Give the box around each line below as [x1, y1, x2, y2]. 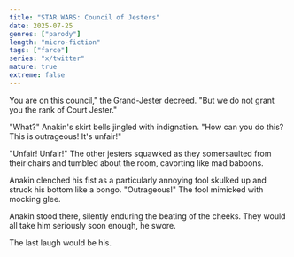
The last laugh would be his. [9, 237, 112, 248]
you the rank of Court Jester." [9, 104, 118, 115]
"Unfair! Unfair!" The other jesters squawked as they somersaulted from [9, 148, 272, 159]
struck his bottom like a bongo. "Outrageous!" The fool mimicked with [9, 183, 264, 195]
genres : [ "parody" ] [9, 29, 81, 38]
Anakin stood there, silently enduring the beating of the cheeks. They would [9, 210, 286, 222]
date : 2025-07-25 [9, 21, 73, 30]
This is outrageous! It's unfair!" [9, 130, 122, 142]
